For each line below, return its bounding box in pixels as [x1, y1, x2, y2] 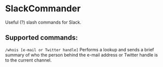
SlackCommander [5, 3, 81, 14]
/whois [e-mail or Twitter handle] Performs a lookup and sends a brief [5, 46, 155, 52]
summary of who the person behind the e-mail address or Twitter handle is [5, 52, 158, 58]
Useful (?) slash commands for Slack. [5, 19, 82, 25]
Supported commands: [5, 33, 78, 42]
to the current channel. [5, 57, 52, 63]
